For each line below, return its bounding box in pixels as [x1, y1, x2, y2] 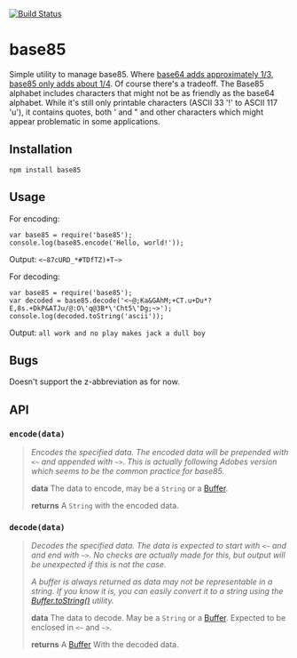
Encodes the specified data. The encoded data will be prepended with [30, 447, 289, 458]
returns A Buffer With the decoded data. [30, 639, 179, 650]
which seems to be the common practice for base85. [30, 466, 224, 477]
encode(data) [9, 429, 66, 439]
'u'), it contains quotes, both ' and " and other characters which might [9, 107, 264, 117]
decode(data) [9, 522, 66, 533]
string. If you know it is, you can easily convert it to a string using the [30, 586, 284, 597]
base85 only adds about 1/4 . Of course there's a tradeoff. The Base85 [9, 78, 264, 89]
